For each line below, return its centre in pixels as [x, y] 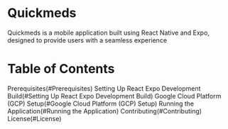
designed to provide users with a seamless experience [87, 40]
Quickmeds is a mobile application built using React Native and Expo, [108, 33]
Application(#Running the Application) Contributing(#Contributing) [105, 111]
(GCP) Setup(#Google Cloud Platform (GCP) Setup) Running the [101, 103]
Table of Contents [61, 69]
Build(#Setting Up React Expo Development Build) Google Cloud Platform [114, 96]
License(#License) [34, 118]
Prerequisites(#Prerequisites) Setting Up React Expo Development [104, 88]
